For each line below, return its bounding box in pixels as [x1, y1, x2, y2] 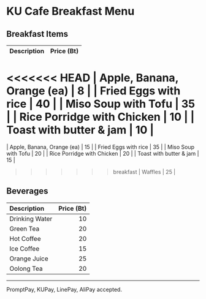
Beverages [6, 186, 48, 197]
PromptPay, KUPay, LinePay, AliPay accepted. [6, 286, 123, 293]
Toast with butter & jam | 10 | [6, 123, 154, 137]
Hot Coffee [9, 234, 41, 243]
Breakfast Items [6, 29, 69, 39]
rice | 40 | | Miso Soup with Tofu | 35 [6, 97, 196, 111]
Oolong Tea [9, 264, 43, 273]
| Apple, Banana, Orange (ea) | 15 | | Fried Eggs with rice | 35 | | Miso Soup [6, 143, 195, 151]
